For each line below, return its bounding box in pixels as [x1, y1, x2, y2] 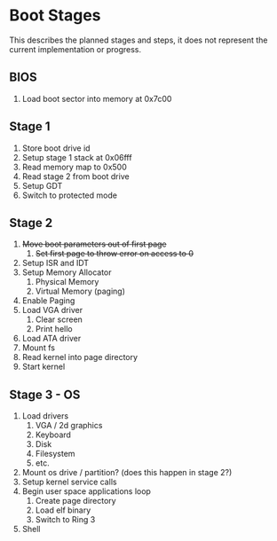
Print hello [35, 324, 73, 334]
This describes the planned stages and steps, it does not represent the [9, 35, 268, 45]
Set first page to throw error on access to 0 [35, 248, 194, 259]
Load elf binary [35, 505, 91, 515]
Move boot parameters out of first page [21, 239, 167, 249]
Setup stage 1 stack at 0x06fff [21, 152, 132, 162]
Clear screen [35, 314, 83, 325]
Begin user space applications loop [21, 486, 151, 497]
